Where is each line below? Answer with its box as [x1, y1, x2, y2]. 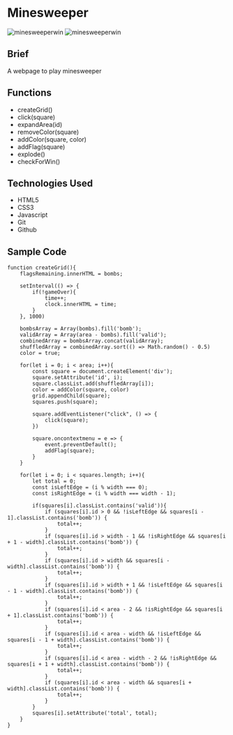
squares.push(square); [32, 399, 98, 406]
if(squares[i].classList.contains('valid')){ [32, 502, 167, 510]
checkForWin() [17, 157, 61, 165]
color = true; [20, 350, 61, 357]
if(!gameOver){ [32, 289, 77, 296]
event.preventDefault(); [44, 441, 117, 448]
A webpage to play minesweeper [7, 66, 103, 75]
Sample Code [7, 245, 67, 257]
